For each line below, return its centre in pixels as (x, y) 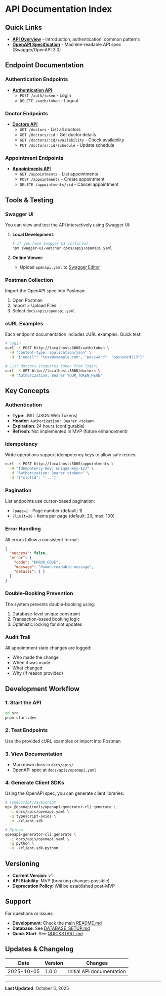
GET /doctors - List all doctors (50, 129)
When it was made (31, 663)
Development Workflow (42, 689)
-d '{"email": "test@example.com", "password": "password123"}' (77, 357)
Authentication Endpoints (37, 79)
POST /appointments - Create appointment (62, 179)
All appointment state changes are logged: (48, 648)
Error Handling (23, 529)
